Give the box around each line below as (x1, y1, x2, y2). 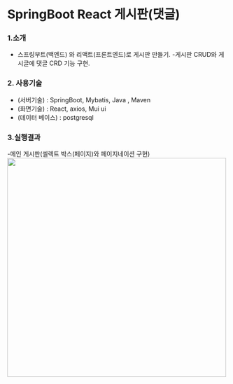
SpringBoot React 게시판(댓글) (7, 6, 181, 22)
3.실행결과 (7, 132, 41, 142)
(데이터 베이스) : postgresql (17, 113, 94, 121)
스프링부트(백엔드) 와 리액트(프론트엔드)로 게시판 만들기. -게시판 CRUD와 (17, 50, 217, 59)
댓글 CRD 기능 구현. (36, 59, 90, 67)
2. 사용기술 (7, 78, 43, 88)
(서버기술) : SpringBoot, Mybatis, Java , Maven (17, 95, 151, 104)
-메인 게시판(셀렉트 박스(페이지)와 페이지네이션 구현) (7, 150, 150, 158)
